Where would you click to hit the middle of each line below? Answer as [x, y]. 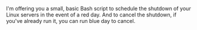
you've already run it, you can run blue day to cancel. [71, 21]
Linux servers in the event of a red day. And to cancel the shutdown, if [91, 15]
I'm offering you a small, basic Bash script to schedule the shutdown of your [98, 9]
